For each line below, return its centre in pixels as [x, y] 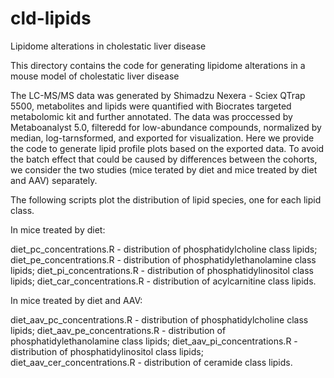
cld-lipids [51, 18]
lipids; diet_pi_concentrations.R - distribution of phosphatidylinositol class [162, 270]
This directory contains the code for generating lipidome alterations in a [158, 65]
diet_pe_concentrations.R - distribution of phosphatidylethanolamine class [163, 259]
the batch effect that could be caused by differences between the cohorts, [164, 159]
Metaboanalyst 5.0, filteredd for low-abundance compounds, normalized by [166, 127]
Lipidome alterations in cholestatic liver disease [108, 46]
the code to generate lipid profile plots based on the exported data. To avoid [167, 148]
